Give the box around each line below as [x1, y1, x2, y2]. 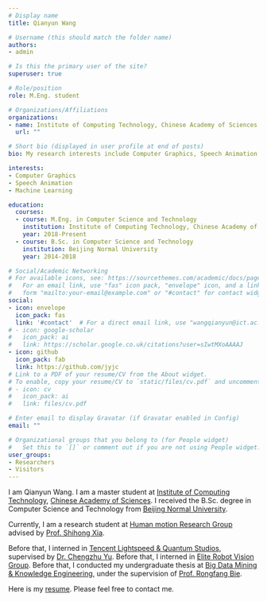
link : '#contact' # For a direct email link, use [15, 319, 187, 327]
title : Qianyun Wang [8, 19, 77, 27]
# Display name [8, 11, 59, 20]
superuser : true [8, 70, 62, 78]
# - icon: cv [8, 385, 52, 394]
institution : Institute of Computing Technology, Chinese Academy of [22, 223, 258, 231]
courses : [15, 208, 44, 216]
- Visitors [8, 466, 44, 474]
